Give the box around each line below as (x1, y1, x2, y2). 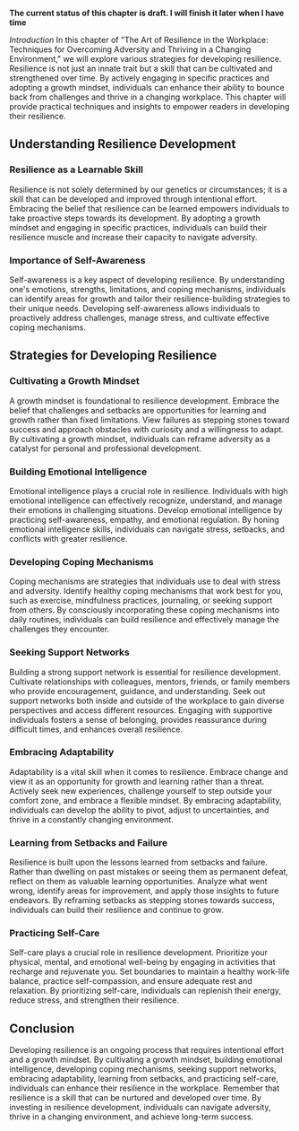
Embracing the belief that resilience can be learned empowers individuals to (9, 203, 289, 213)
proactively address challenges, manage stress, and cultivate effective (9, 312, 270, 323)
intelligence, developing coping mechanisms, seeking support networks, (9, 1064, 277, 1074)
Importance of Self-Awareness (9, 254, 146, 266)
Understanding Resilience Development (9, 136, 236, 152)
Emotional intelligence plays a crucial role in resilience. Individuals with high (9, 485, 288, 496)
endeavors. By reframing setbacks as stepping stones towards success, (9, 895, 276, 906)
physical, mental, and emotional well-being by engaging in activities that (9, 957, 276, 968)
